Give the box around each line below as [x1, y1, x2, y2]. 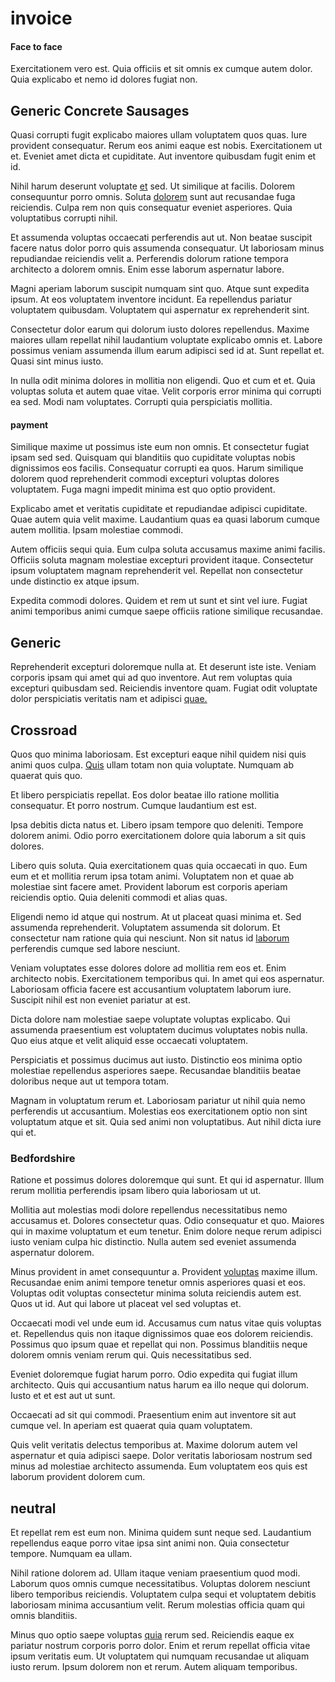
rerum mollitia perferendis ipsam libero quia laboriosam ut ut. [10, 1185, 262, 1197]
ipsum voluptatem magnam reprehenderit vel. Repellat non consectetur [10, 565, 303, 577]
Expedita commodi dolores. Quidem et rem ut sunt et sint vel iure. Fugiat [10, 595, 308, 607]
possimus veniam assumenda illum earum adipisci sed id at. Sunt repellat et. [10, 345, 325, 357]
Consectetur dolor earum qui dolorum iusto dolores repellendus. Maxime [10, 323, 310, 336]
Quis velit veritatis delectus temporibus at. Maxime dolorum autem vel [10, 1439, 298, 1451]
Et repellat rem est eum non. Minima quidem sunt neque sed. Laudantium [10, 1527, 312, 1539]
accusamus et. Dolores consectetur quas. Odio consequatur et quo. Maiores [10, 1215, 325, 1227]
